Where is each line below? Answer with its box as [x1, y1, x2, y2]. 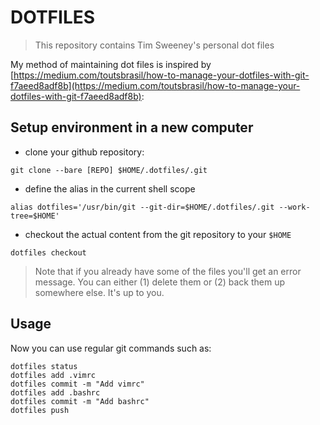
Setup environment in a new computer [10, 119, 254, 136]
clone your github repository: [24, 146, 145, 158]
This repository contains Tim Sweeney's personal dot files [34, 39, 275, 51]
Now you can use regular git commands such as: [10, 342, 212, 354]
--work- [278, 202, 311, 212]
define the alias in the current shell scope [24, 182, 196, 195]
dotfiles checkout [10, 247, 87, 258]
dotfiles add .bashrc [10, 387, 101, 398]
